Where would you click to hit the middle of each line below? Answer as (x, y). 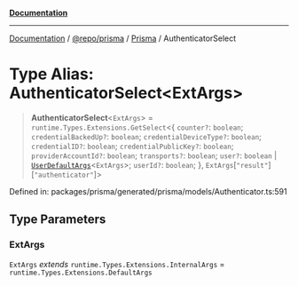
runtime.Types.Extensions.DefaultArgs (81, 273)
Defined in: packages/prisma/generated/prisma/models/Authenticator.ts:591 (148, 191)
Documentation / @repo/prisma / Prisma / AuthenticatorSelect (123, 38)
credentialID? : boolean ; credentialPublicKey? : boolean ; (132, 146)
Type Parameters (58, 220)
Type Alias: (52, 74)
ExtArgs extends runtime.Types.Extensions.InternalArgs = (117, 264)
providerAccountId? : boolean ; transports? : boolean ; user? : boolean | (154, 155)
